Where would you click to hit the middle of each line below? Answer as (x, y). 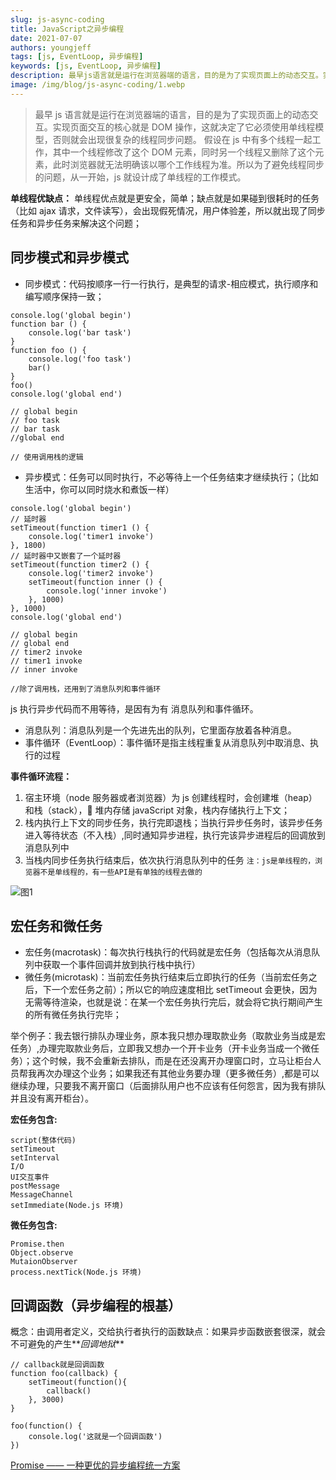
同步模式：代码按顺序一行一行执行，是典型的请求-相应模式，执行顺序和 (171, 283)
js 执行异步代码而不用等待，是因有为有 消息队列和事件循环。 (134, 708)
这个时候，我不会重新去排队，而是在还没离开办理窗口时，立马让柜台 (172, 1061)
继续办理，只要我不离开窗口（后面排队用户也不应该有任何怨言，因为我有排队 (168, 1086)
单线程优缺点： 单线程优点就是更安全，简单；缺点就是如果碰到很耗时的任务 (165, 198)
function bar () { (48, 324)
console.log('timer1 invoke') (91, 536)
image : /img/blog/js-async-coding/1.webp (98, 85)
